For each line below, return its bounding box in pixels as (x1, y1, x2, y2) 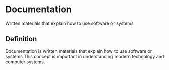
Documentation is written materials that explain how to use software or (5, 48, 152, 54)
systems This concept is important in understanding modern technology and (5, 53, 164, 59)
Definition (5, 35, 37, 43)
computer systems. (5, 59, 45, 65)
